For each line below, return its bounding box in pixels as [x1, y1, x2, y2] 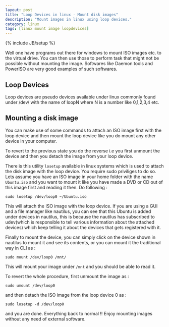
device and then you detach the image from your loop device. [5, 153, 134, 159]
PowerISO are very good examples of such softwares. [5, 66, 118, 72]
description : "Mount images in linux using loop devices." [5, 17, 132, 22]
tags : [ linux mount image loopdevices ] [5, 26, 89, 31]
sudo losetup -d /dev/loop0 [5, 301, 65, 307]
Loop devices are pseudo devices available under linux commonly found [5, 94, 156, 100]
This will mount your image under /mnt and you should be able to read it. [5, 263, 156, 269]
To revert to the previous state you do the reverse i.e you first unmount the [5, 147, 160, 154]
